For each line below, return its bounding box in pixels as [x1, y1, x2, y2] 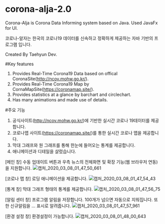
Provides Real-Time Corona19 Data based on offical [12, 70, 118, 76]
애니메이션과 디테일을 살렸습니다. [12, 148, 76, 154]
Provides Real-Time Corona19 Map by [12, 81, 89, 87]
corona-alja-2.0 [5, 3, 72, 15]
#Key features [5, 61, 34, 67]
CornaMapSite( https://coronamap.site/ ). [12, 86, 95, 92]
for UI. [5, 25, 18, 31]
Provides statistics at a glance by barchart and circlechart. [12, 91, 131, 97]
